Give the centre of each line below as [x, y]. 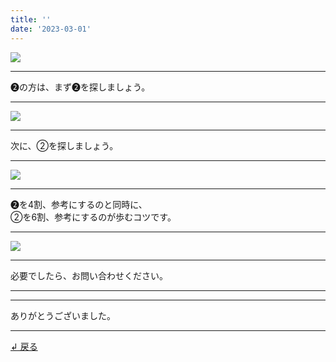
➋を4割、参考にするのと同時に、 [79, 204]
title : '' [31, 19]
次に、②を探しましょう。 [64, 145]
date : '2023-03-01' [51, 29]
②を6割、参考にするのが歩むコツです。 [93, 217]
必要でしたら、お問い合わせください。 [89, 275]
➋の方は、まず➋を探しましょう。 [80, 87]
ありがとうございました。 [63, 315]
